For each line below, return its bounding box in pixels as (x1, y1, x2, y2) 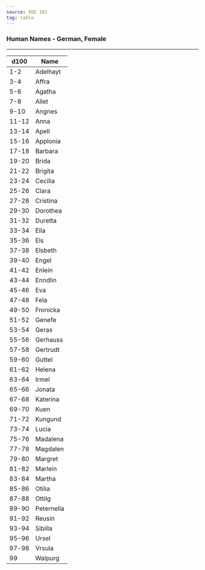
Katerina (35, 395, 60, 403)
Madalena (35, 434, 64, 443)
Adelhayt (35, 67, 61, 76)
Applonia (35, 137, 61, 145)
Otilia (35, 484, 50, 492)
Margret (35, 455, 59, 463)
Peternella (35, 504, 65, 513)
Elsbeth (35, 246, 57, 254)
